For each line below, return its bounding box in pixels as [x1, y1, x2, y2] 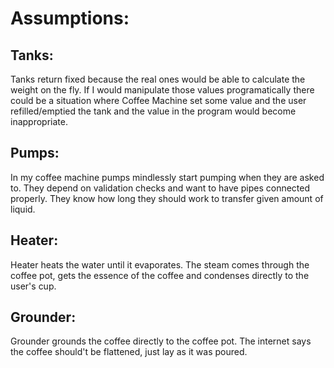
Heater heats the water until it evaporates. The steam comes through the [10, 258, 310, 271]
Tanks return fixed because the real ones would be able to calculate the [10, 73, 306, 85]
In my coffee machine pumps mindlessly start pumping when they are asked [10, 171, 325, 183]
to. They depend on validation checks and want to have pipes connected [10, 182, 311, 194]
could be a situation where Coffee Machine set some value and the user [10, 95, 307, 106]
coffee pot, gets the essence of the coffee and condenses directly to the [10, 269, 310, 281]
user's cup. [10, 280, 57, 292]
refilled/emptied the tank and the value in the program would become [10, 105, 297, 117]
